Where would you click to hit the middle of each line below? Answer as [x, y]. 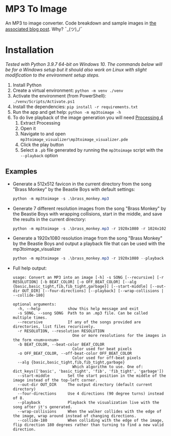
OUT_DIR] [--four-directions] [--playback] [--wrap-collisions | [93, 291]
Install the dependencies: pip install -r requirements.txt [75, 106]
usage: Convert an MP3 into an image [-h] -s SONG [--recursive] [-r [88, 278]
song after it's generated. [42, 407]
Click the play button [42, 144]
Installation [30, 50]
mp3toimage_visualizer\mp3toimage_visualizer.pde [74, 139]
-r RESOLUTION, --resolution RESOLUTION [61, 331]
